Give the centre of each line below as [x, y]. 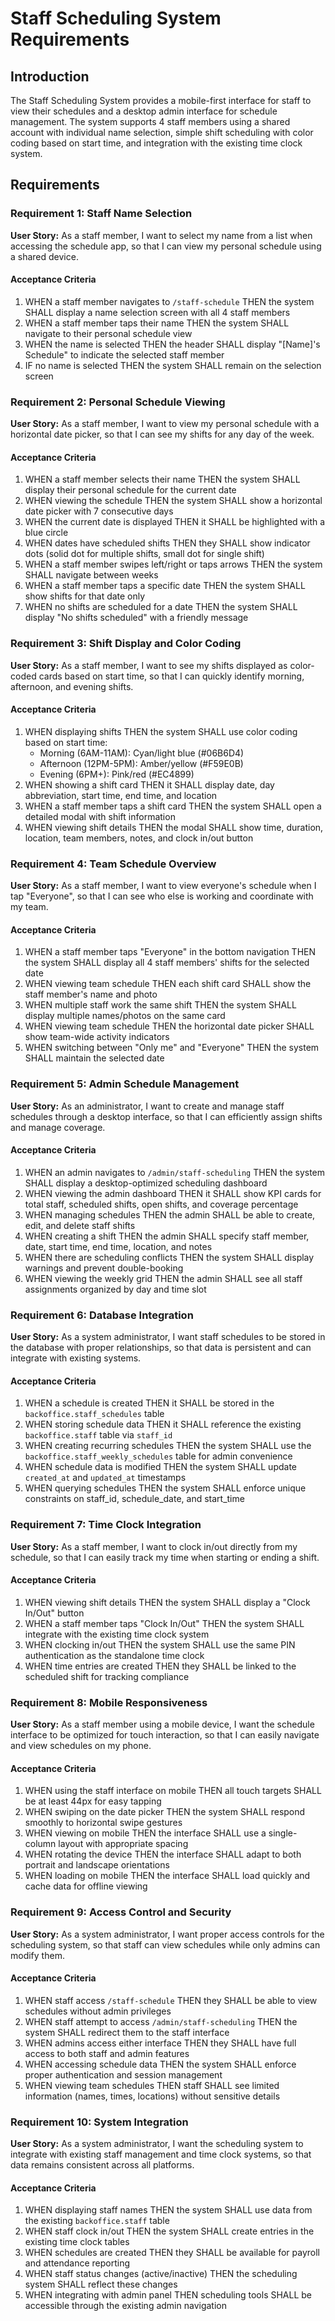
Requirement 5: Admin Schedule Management [125, 1084]
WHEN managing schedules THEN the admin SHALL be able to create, [170, 1214]
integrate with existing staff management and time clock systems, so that [161, 2154]
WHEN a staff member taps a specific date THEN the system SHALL [165, 586]
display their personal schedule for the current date [130, 490]
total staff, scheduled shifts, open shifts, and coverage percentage [161, 1204]
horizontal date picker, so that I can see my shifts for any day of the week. [162, 434]
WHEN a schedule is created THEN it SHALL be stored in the [149, 1403]
